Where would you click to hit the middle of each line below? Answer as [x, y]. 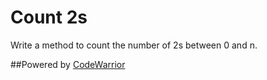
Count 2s [49, 17]
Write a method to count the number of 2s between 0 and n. [134, 45]
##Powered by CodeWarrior [68, 64]
